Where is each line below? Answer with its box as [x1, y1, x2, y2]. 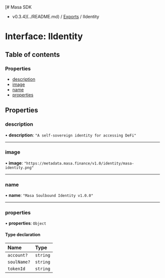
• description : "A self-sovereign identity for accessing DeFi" [5, 132, 137, 138]
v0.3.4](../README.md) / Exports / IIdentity [12, 14, 100, 19]
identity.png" [5, 165, 34, 170]
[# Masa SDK [5, 4, 32, 10]
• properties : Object [5, 221, 47, 226]
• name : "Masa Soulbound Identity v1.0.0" [5, 193, 93, 198]
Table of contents [5, 50, 60, 58]
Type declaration [5, 232, 41, 238]
